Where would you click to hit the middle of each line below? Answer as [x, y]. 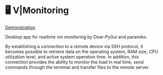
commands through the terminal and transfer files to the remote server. [77, 67]
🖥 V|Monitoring [37, 11]
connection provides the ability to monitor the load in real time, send [75, 62]
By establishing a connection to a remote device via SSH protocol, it [74, 46]
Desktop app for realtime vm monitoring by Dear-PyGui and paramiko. [76, 37]
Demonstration [20, 27]
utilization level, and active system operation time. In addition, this [72, 57]
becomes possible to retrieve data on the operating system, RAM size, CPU [82, 51]
